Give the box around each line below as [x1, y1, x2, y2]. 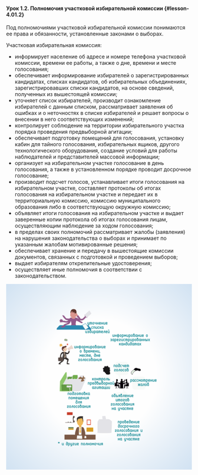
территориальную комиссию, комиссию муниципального [14, 197, 161, 204]
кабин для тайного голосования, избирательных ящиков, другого [14, 141, 180, 148]
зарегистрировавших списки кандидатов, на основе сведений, [14, 84, 174, 91]
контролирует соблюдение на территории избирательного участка [14, 122, 184, 129]
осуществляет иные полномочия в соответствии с [14, 266, 143, 273]
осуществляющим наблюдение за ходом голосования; [14, 222, 154, 229]
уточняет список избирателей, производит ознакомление [14, 97, 161, 104]
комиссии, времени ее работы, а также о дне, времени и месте [14, 60, 177, 67]
